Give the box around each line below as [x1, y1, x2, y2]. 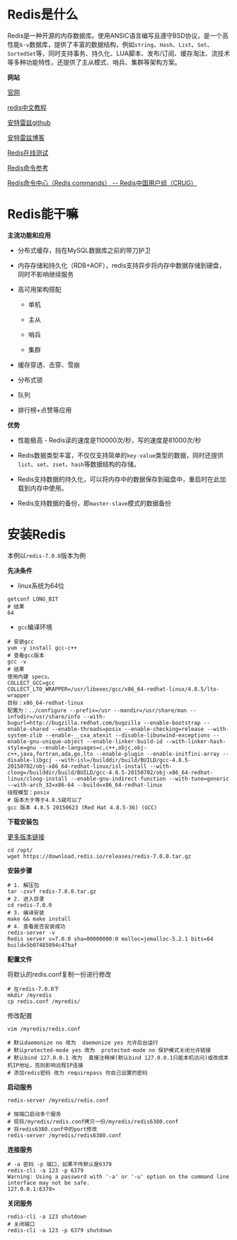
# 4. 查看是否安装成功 [7, 923, 66, 930]
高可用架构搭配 [17, 285, 62, 293]
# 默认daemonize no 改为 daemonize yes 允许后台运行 [7, 1039, 158, 1046]
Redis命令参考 [7, 163, 49, 172]
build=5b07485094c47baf [7, 941, 78, 948]
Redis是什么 [7, 6, 79, 23]
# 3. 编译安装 [7, 909, 45, 916]
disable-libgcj [7, 757, 52, 764]
